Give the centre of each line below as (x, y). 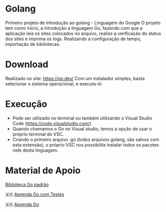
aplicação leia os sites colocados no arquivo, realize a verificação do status (83, 33)
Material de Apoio (43, 170)
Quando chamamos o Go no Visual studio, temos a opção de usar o (82, 128)
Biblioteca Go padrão (27, 184)
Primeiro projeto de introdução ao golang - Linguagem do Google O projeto (83, 23)
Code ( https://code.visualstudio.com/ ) (52, 123)
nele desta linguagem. (35, 150)
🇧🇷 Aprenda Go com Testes (35, 194)
